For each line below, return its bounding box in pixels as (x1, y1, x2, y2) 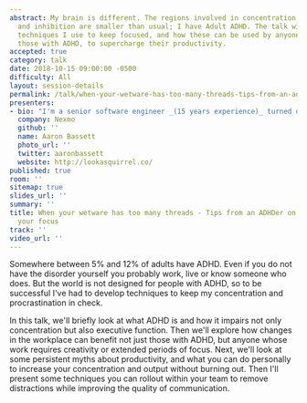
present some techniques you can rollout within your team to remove (9, 373, 269, 384)
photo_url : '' (17, 140, 71, 150)
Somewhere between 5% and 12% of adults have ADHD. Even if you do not (9, 259, 292, 270)
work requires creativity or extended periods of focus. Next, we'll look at (9, 344, 282, 356)
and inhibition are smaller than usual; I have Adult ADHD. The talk (17, 22, 288, 31)
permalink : (9, 89, 51, 98)
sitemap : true (9, 183, 64, 192)
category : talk (9, 56, 68, 65)
